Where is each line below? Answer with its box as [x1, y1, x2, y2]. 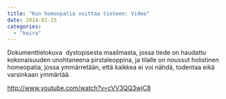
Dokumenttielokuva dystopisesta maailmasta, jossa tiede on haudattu [7, 48, 207, 57]
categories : [7, 23, 41, 30]
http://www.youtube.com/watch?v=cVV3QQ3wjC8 [7, 84, 151, 92]
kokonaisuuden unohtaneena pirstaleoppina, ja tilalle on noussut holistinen [7, 56, 219, 64]
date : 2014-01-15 [7, 17, 57, 24]
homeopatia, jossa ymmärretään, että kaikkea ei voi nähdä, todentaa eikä [7, 63, 215, 71]
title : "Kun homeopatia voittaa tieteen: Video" [7, 10, 150, 17]
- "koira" [13, 29, 41, 37]
